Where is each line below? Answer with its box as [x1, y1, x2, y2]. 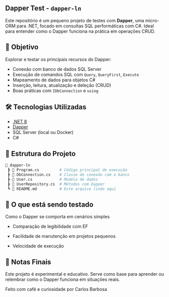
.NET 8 [12, 119, 27, 125]
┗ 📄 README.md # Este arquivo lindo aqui [7, 186, 116, 191]
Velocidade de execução [12, 243, 64, 249]
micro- [145, 17, 159, 23]
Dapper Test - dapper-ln [5, 4, 82, 13]
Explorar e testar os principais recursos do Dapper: [5, 56, 111, 62]
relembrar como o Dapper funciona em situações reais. [5, 276, 120, 282]
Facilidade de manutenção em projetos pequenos [12, 233, 116, 239]
